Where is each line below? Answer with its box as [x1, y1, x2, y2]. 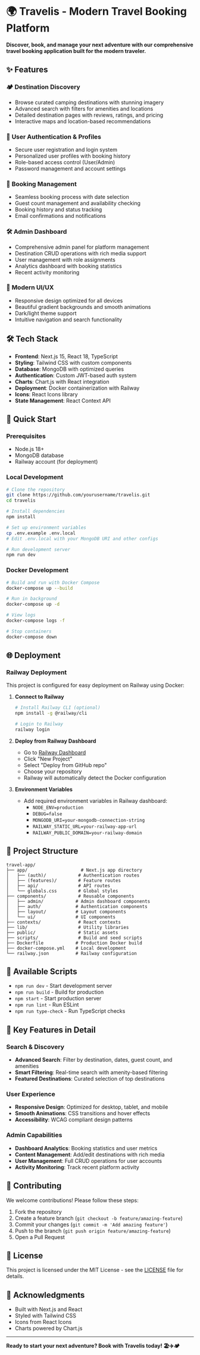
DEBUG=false [32, 811, 62, 817]
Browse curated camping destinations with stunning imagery [14, 99, 164, 106]
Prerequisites [6, 432, 46, 440]
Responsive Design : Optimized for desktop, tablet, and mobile [14, 1103, 168, 1110]
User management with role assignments [14, 256, 116, 263]
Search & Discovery [6, 1043, 64, 1051]
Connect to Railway [14, 693, 64, 700]
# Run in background [6, 596, 58, 602]
